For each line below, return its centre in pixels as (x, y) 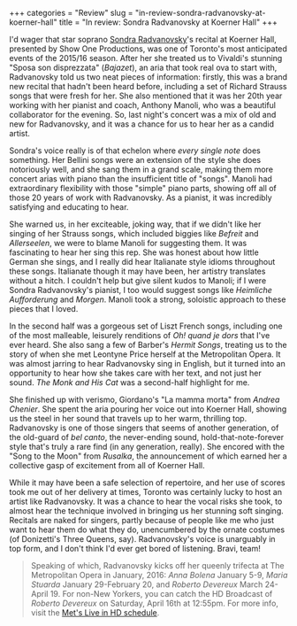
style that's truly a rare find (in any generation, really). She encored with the (147, 447)
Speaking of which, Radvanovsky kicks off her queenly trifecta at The (157, 565)
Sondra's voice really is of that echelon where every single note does (135, 151)
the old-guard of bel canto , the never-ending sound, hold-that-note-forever (147, 437)
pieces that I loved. (44, 309)
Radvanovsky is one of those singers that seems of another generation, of (144, 428)
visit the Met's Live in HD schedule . (95, 613)
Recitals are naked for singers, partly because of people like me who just (141, 520)
